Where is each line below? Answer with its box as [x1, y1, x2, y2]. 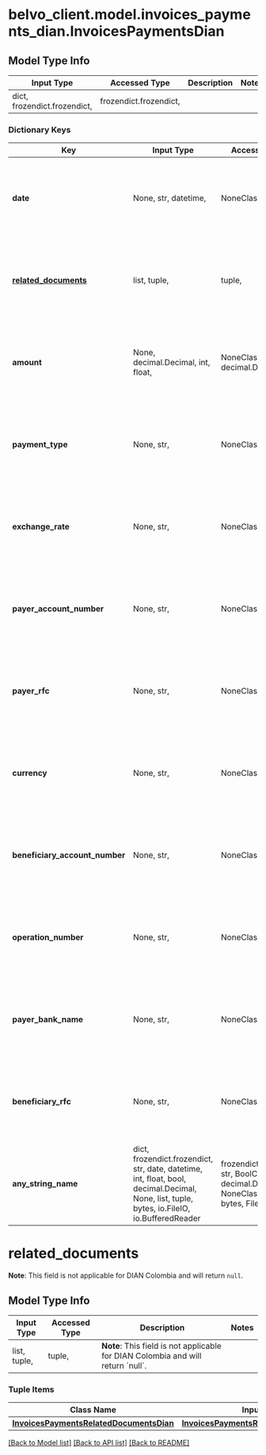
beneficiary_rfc [12, 1096, 71, 1107]
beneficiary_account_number [12, 849, 126, 860]
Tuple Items [8, 1384, 55, 1395]
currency [12, 768, 47, 779]
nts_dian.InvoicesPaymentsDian [8, 22, 225, 40]
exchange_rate [12, 521, 70, 532]
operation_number [12, 932, 84, 943]
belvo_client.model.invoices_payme [8, 6, 251, 24]
